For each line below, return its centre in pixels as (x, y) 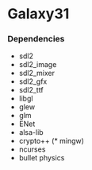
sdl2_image (38, 65)
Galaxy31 (38, 14)
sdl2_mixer (36, 73)
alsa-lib (31, 132)
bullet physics (42, 158)
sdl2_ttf (31, 90)
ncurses (32, 149)
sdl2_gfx (33, 81)
